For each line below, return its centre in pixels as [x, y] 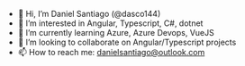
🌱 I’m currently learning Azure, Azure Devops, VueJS [116, 33]
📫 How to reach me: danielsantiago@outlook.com [111, 52]
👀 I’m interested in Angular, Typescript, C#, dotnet [110, 23]
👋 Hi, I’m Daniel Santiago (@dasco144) [89, 14]
